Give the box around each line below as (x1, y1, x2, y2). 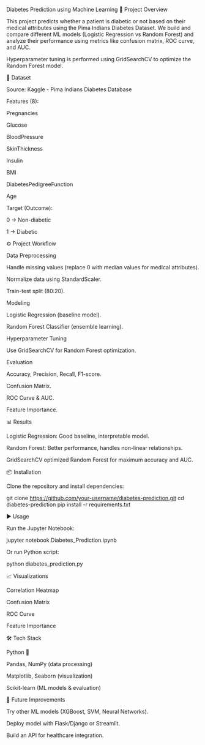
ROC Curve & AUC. (6, 394, 54, 401)
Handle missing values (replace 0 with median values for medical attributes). (6, 264, 199, 271)
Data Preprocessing (6, 252, 56, 259)
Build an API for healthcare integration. (6, 732, 104, 739)
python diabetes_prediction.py (6, 560, 83, 567)
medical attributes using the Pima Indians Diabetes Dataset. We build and (6, 24, 191, 31)
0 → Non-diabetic (6, 216, 51, 223)
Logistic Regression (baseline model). (6, 311, 102, 318)
